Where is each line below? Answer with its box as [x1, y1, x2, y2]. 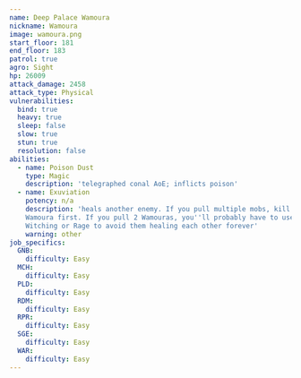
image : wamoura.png [9, 30, 82, 39]
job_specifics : [9, 238, 66, 247]
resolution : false [17, 146, 87, 155]
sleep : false [17, 122, 66, 131]
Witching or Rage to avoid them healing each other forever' [25, 221, 258, 230]
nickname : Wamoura [9, 21, 78, 30]
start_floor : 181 [9, 38, 74, 47]
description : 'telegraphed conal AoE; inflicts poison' [25, 180, 239, 189]
